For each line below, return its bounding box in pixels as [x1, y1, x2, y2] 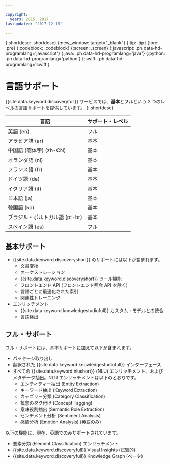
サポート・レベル [87, 118, 128, 125]
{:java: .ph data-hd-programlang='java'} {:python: [61, 50, 165, 56]
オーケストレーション [20, 269, 65, 275]
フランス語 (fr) [8, 166, 43, 173]
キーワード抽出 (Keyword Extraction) [20, 387, 98, 393]
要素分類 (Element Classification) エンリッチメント [12, 440, 119, 446]
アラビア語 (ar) [8, 138, 44, 145]
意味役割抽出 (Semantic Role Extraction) [20, 406, 104, 412]
